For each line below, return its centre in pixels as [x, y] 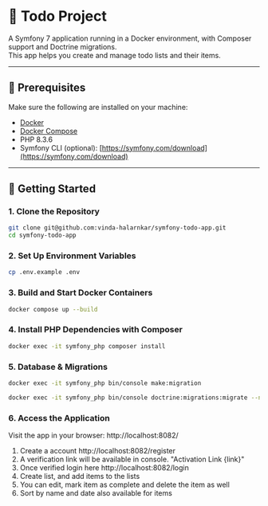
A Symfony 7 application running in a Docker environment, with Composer [130, 38]
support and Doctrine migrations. [63, 46]
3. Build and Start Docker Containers [81, 292]
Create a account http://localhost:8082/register [98, 451]
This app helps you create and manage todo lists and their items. [114, 55]
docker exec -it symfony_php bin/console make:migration [105, 383]
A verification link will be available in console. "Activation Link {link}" [132, 459]
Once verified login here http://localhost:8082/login [104, 468]
